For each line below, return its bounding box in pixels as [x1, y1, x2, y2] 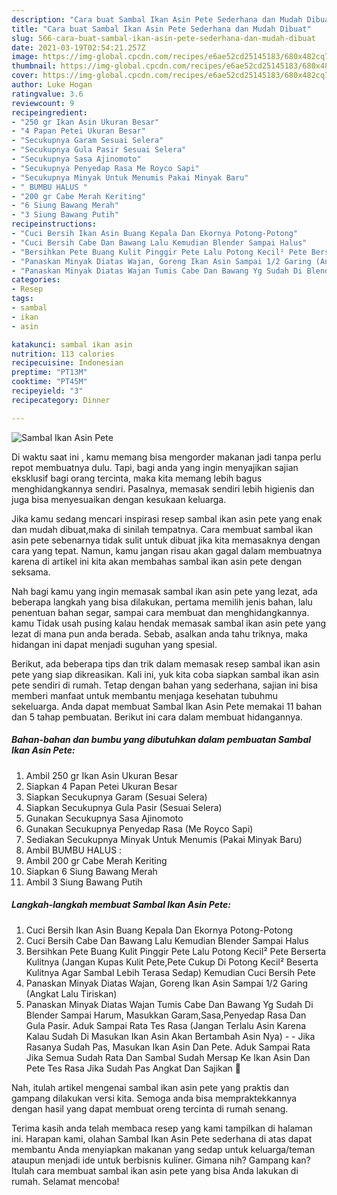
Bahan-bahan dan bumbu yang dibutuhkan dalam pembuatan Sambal [11, 734, 312, 746]
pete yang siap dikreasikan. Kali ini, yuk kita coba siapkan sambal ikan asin [11, 668, 319, 680]
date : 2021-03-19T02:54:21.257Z [11, 42, 146, 53]
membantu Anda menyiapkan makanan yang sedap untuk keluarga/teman [11, 1143, 316, 1155]
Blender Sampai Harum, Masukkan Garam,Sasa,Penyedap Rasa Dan [25, 1009, 307, 1021]
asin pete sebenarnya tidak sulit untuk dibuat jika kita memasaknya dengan [11, 534, 321, 546]
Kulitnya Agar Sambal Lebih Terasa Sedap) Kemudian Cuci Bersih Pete [25, 966, 316, 978]
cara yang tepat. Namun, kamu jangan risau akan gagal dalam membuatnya [11, 544, 323, 556]
